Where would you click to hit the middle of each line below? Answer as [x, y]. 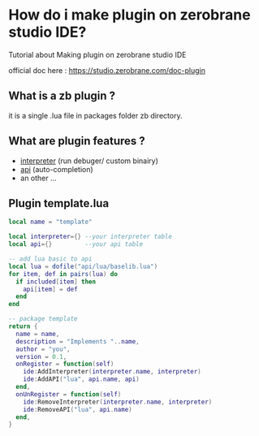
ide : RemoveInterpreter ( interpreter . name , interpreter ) [118, 402]
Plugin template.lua [59, 203]
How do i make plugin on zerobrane [129, 15]
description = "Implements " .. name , [78, 341]
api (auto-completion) [56, 169]
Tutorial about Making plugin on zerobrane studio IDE [97, 54]
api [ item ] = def [51, 289]
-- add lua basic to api [50, 259]
